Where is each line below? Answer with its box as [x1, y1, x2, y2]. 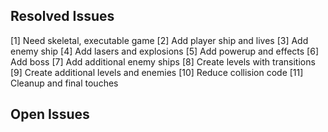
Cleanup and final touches [10, 77, 119, 89]
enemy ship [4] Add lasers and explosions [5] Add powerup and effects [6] [10, 45, 320, 57]
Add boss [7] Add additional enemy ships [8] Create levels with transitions [10, 55, 316, 68]
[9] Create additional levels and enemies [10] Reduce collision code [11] [10, 66, 304, 78]
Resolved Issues [10, 8, 115, 25]
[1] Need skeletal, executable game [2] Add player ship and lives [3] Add [10, 34, 309, 46]
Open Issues [10, 106, 90, 123]
